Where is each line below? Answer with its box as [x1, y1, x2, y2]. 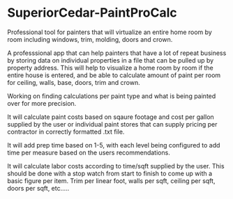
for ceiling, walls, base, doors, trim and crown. [7, 78, 141, 86]
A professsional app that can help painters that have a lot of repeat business [7, 49, 227, 57]
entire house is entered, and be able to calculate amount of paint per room [7, 71, 221, 79]
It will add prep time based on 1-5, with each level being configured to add [7, 141, 220, 149]
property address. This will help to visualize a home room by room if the [7, 63, 214, 72]
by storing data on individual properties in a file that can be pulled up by [7, 56, 214, 64]
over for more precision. [7, 99, 77, 107]
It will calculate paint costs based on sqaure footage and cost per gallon [7, 113, 214, 121]
